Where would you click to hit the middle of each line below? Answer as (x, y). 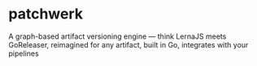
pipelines (24, 53)
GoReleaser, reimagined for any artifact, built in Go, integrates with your (128, 44)
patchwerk (46, 14)
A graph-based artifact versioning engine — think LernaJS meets (118, 36)
